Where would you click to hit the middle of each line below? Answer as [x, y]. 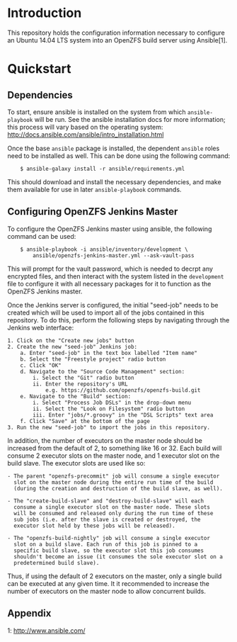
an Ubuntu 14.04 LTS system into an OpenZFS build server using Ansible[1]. [117, 40]
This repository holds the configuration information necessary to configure [116, 33]
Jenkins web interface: [41, 327]
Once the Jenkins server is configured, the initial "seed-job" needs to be [113, 305]
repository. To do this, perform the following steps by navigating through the [118, 320]
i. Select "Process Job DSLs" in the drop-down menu [112, 402]
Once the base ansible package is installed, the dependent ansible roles [114, 148]
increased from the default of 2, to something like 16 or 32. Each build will [115, 448]
